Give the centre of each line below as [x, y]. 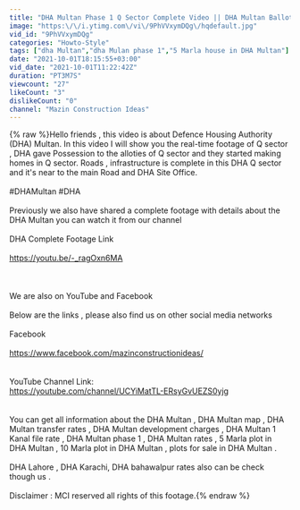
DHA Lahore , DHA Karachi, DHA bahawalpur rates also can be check [137, 467]
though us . [30, 477]
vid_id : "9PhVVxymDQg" [51, 34]
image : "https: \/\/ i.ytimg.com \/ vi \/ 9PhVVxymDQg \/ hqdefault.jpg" [133, 26]
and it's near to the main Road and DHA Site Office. [104, 173]
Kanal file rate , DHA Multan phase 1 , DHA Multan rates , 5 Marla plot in [141, 438]
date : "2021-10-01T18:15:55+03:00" [75, 59]
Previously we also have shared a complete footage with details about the [145, 210]
